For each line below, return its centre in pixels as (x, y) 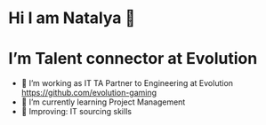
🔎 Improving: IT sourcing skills (77, 112)
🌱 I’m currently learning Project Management (103, 102)
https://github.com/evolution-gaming (89, 93)
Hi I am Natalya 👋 (72, 18)
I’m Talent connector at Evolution (133, 59)
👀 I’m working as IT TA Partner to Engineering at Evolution (127, 83)
